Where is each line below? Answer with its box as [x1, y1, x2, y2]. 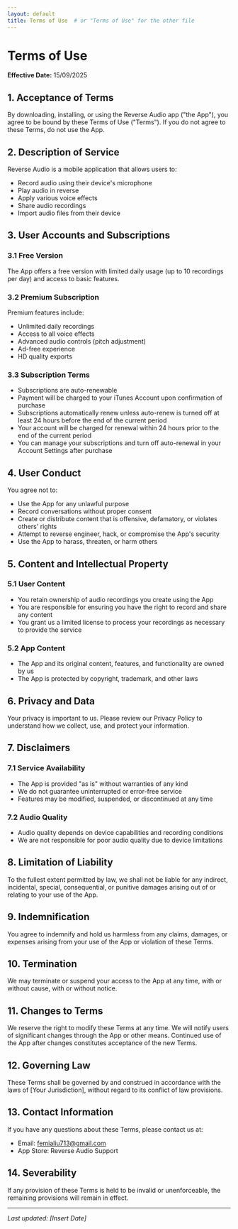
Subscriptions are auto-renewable [17, 386, 118, 395]
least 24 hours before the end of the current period [17, 416, 167, 425]
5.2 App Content [7, 643, 66, 653]
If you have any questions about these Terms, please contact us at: [7, 1125, 203, 1133]
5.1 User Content [7, 579, 66, 589]
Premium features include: [7, 308, 84, 317]
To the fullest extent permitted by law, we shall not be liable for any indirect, [7, 875, 228, 884]
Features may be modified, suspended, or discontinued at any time [17, 794, 214, 803]
